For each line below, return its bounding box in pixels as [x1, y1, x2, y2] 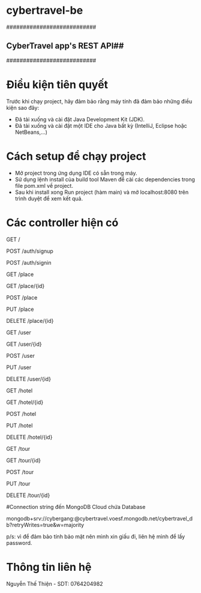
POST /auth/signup [6, 247, 54, 254]
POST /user [6, 352, 35, 359]
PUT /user [6, 364, 32, 371]
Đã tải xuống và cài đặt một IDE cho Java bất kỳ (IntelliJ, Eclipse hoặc [14, 122, 187, 129]
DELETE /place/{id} [6, 317, 54, 324]
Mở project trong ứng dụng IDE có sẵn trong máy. [14, 169, 137, 176]
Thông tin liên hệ [6, 560, 92, 574]
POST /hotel [6, 410, 37, 417]
